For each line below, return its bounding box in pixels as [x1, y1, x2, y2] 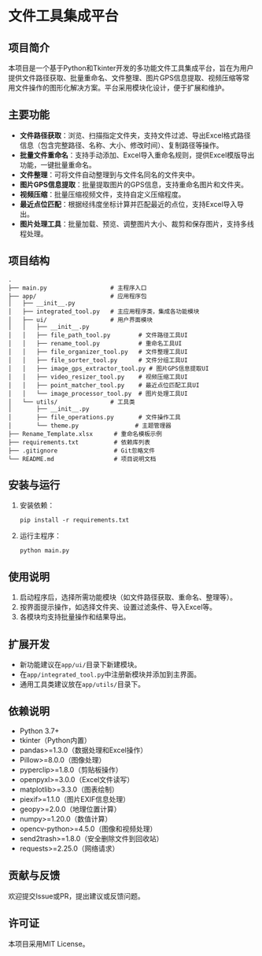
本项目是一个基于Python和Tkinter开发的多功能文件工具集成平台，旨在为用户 [8, 64, 254, 72]
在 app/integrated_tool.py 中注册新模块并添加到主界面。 [19, 670, 201, 679]
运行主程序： [19, 531, 61, 541]
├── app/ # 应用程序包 [8, 292, 147, 300]
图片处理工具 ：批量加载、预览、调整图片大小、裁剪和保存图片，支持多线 [19, 219, 254, 228]
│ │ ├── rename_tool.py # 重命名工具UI [8, 339, 183, 347]
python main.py [19, 547, 70, 555]
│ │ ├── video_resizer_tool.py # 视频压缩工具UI [8, 373, 188, 381]
